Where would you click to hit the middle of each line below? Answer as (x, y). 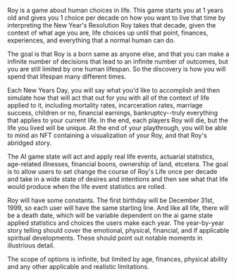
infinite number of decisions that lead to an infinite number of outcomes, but (118, 62)
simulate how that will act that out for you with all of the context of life (108, 98)
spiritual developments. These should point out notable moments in (105, 238)
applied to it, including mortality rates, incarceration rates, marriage (105, 105)
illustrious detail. (31, 245)
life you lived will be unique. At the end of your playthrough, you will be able (117, 128)
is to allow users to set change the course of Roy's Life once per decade (112, 172)
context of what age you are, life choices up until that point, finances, (108, 33)
